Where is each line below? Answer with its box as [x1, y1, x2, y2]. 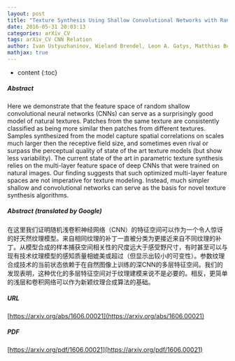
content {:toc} [17, 68, 58, 77]
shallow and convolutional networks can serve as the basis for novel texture [7, 183, 226, 192]
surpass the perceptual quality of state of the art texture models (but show [7, 146, 222, 154]
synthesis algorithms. [7, 191, 69, 199]
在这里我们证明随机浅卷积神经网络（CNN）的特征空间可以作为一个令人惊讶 [7, 225, 224, 234]
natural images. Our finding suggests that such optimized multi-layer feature [7, 168, 227, 177]
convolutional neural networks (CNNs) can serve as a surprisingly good [7, 109, 213, 117]
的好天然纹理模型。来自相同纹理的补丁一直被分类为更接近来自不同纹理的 [7, 234, 215, 242]
